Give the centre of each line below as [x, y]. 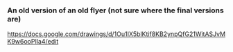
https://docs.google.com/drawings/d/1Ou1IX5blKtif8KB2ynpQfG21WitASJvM [116, 34]
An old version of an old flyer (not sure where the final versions [115, 10]
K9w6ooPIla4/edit [33, 42]
